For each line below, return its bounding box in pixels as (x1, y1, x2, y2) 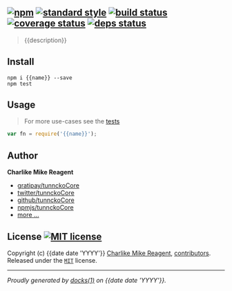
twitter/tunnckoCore (17, 189, 75, 197)
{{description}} (23, 36, 67, 44)
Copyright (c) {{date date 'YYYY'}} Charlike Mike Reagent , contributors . (7, 249, 211, 257)
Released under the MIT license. (7, 256, 98, 264)
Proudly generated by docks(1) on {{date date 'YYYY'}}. (7, 276, 167, 284)
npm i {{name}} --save (7, 74, 72, 81)
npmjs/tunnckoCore (17, 203, 74, 212)
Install (7, 56, 35, 68)
